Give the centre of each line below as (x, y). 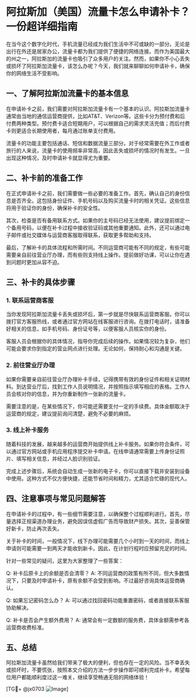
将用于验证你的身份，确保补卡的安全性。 (55, 208)
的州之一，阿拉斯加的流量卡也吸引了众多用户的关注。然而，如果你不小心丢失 (98, 59)
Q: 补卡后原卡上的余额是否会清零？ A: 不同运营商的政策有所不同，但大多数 (95, 573)
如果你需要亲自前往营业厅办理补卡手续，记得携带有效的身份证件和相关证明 (95, 379)
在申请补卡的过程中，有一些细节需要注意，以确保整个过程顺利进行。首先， (95, 514)
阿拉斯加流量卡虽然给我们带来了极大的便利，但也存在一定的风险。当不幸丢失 (98, 663)
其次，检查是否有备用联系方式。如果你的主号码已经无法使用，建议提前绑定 (95, 220)
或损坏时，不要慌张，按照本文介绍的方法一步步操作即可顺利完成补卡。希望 (95, 670)
